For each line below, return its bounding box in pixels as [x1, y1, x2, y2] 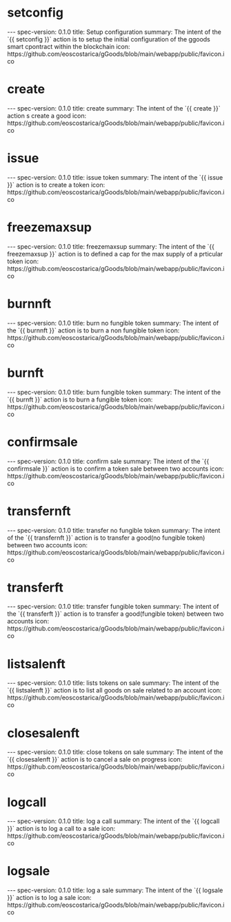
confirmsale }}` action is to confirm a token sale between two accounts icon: [7, 464, 224, 473]
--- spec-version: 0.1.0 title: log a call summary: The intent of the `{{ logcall [7, 817, 220, 825]
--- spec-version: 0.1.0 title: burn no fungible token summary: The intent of [7, 319, 219, 327]
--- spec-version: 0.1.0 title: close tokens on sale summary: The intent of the [7, 748, 223, 756]
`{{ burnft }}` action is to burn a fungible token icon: [7, 395, 153, 404]
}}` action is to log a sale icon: [7, 894, 92, 902]
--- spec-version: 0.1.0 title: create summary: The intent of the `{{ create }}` [7, 104, 221, 112]
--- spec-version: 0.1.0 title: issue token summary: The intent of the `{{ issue [7, 173, 223, 181]
